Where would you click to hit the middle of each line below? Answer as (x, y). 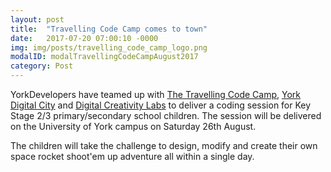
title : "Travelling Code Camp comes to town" (109, 29)
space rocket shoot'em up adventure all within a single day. (132, 156)
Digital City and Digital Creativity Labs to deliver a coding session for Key (161, 105)
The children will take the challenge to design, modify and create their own (164, 145)
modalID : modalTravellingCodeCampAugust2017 (104, 57)
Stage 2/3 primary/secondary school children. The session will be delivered (166, 115)
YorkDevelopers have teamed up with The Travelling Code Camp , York (155, 94)
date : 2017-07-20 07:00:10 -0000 (84, 38)
